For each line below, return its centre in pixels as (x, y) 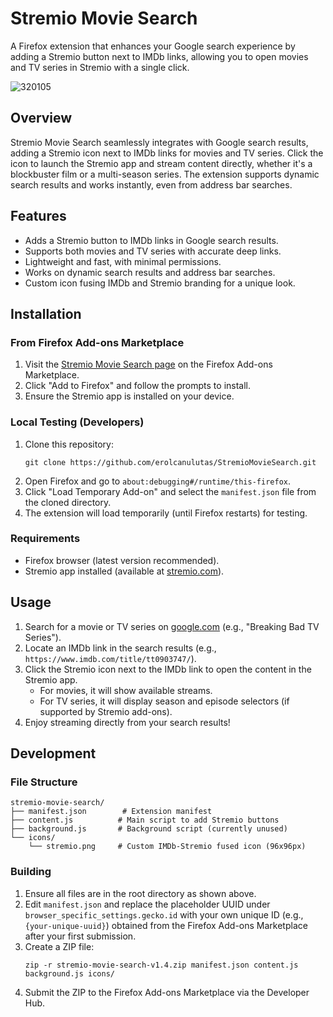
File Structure (44, 782)
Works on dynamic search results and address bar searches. (150, 272)
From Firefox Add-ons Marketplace (97, 342)
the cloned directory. (68, 502)
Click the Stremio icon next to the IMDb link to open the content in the (168, 669)
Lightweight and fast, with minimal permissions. (123, 261)
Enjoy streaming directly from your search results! (127, 722)
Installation (46, 313)
